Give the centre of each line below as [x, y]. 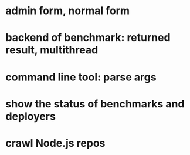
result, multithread [52, 50]
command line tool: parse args [81, 77]
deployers [31, 116]
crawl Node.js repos [55, 143]
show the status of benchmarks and [95, 104]
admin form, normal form [68, 11]
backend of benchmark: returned [88, 38]
